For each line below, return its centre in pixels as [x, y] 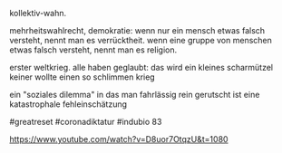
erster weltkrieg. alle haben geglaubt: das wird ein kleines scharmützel [141, 67]
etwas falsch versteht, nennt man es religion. [93, 50]
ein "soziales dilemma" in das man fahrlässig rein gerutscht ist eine [135, 95]
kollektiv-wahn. [38, 13]
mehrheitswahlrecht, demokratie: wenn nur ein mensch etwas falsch [137, 30]
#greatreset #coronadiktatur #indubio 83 [86, 122]
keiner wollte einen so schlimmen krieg [83, 77]
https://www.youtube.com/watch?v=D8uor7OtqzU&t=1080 [119, 139]
